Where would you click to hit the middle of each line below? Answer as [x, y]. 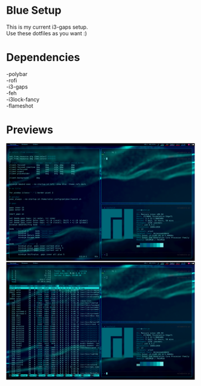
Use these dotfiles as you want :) [47, 33]
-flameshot [20, 106]
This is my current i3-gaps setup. [47, 27]
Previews [30, 130]
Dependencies [43, 58]
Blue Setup [34, 10]
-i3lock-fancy [23, 99]
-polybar [17, 74]
